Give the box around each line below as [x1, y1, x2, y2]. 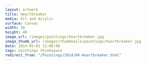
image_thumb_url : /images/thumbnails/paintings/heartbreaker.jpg [5, 39, 141, 44]
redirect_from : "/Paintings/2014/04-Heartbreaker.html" [5, 52, 122, 58]
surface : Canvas [5, 21, 38, 26]
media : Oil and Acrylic [5, 16, 54, 21]
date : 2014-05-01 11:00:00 [5, 43, 60, 48]
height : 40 [5, 30, 27, 35]
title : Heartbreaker [5, 12, 48, 17]
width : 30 [5, 25, 25, 30]
